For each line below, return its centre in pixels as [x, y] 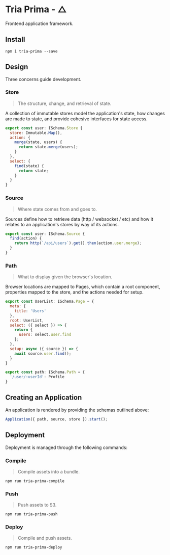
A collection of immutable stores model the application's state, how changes [85, 113]
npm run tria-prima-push [31, 514]
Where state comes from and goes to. [57, 209]
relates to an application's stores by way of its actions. [62, 224]
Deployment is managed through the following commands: [66, 447]
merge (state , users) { [38, 142]
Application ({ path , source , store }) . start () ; [57, 419]
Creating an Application [44, 398]
